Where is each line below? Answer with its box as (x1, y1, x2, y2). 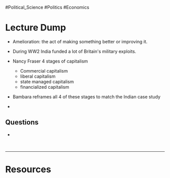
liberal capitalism (20, 73, 56, 79)
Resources (5, 163, 52, 175)
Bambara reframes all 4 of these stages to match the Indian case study (12, 93, 161, 100)
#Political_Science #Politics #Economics (5, 5, 90, 10)
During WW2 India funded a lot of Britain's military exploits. (12, 48, 137, 54)
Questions (5, 118, 39, 127)
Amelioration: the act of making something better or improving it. (12, 38, 148, 44)
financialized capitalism (20, 84, 69, 90)
